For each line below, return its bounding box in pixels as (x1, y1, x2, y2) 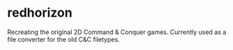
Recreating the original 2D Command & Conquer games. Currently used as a (7, 28, 227, 36)
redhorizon (7, 5, 73, 21)
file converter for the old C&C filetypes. (7, 35, 120, 43)
